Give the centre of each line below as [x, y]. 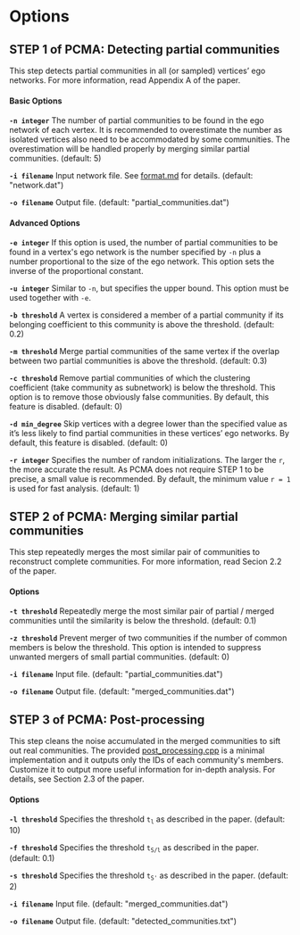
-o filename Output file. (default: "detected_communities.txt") [123, 921]
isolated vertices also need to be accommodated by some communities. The [150, 139]
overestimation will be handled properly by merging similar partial [129, 149]
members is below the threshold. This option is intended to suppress [135, 648]
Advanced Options [45, 223]
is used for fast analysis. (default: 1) [75, 489]
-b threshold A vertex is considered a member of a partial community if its [146, 315]
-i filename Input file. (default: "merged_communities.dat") [119, 904]
